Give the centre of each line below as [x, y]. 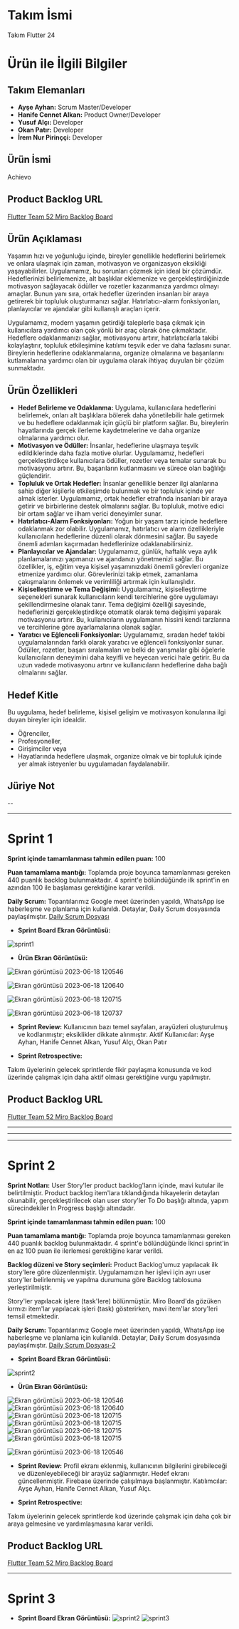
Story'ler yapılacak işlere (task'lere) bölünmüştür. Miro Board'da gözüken [115, 1301]
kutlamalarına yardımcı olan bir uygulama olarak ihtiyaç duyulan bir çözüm [116, 360]
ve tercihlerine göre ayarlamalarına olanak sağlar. [90, 628]
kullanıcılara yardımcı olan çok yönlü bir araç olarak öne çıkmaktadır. [107, 331]
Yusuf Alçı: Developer [51, 122]
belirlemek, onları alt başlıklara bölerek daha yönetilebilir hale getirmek [121, 415]
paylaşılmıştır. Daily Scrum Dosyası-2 [62, 1345]
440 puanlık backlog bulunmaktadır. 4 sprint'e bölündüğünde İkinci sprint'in [118, 1243]
